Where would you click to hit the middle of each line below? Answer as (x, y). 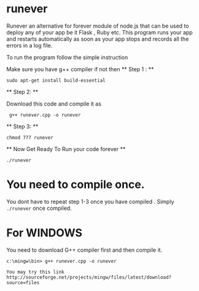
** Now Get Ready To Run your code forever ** (66, 149)
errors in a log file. (29, 45)
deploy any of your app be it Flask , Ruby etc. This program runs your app (99, 32)
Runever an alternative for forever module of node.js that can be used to (98, 26)
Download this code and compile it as (54, 104)
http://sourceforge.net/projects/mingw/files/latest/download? (89, 277)
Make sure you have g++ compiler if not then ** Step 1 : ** (80, 69)
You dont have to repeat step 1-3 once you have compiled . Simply (90, 201)
